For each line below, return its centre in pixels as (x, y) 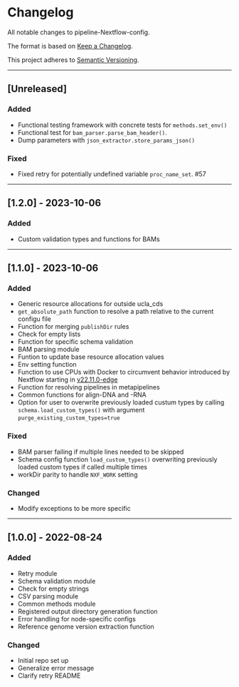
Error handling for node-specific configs (77, 619)
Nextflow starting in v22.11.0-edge (68, 380)
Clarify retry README (49, 676)
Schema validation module (57, 581)
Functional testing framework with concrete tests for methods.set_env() (122, 125)
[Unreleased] (37, 89)
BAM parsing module (48, 350)
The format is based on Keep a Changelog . (70, 46)
